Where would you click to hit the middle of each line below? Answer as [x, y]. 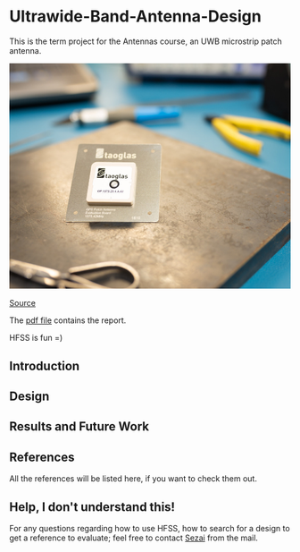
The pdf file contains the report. [68, 320]
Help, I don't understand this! [92, 507]
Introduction [45, 365]
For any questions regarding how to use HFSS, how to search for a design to [150, 528]
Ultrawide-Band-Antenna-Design [135, 17]
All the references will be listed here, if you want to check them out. [133, 479]
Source [22, 303]
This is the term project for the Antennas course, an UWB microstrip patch [146, 41]
